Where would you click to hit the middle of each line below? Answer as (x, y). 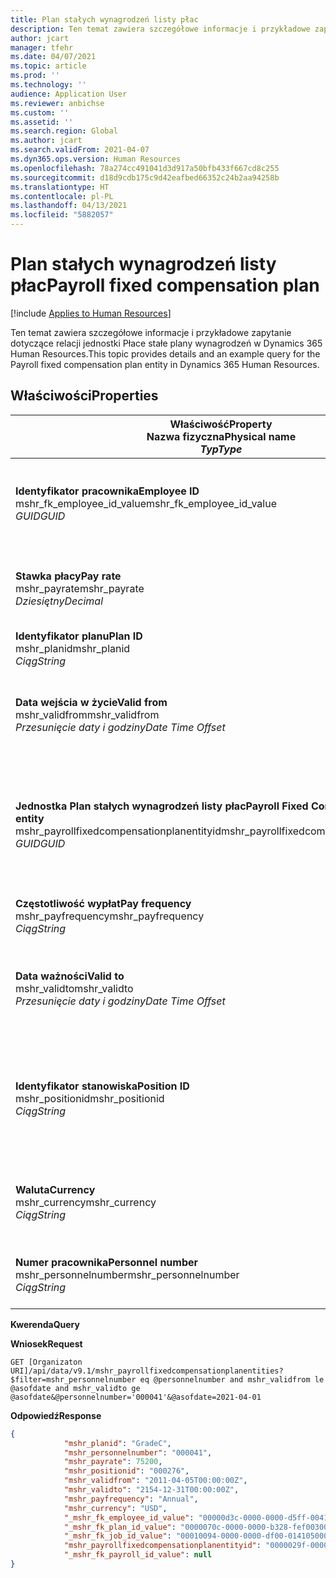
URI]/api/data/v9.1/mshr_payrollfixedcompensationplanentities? (147, 1371)
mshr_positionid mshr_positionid (90, 1098)
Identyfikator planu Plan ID (79, 636)
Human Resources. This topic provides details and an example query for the (165, 353)
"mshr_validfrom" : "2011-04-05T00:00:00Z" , (155, 1481)
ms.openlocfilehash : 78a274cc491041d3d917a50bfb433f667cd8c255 (145, 168)
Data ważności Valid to (70, 976)
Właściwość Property (221, 424)
